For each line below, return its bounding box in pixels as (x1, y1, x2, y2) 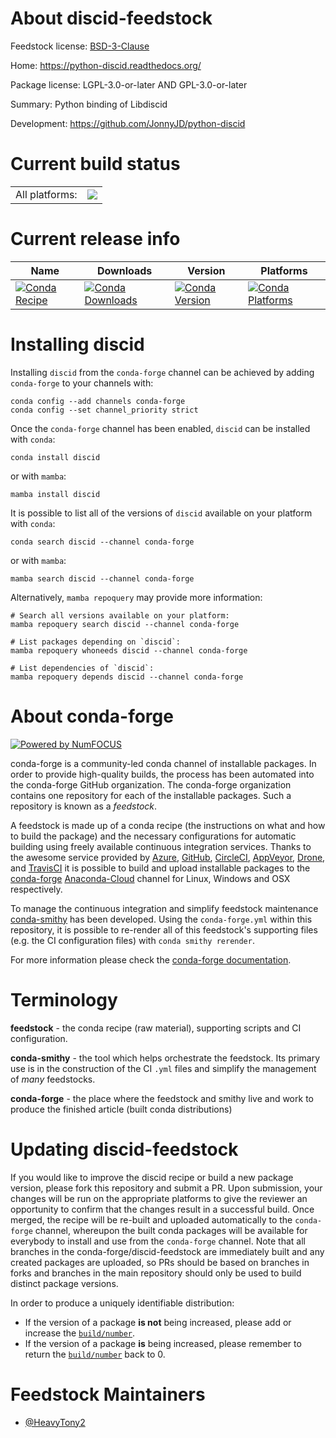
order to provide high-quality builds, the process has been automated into (10, 768, 315, 780)
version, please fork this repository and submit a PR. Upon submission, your (10, 1182, 323, 1194)
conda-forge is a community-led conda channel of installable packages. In (10, 757, 317, 769)
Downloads (96, 263, 153, 277)
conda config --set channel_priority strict (10, 405, 199, 415)
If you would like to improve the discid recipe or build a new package (10, 1171, 294, 1183)
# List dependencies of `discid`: (10, 663, 155, 673)
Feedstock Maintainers (10, 1383, 206, 1406)
